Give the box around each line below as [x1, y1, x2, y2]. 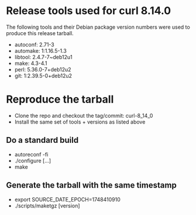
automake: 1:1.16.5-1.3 [14, 47, 67, 54]
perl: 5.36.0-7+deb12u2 [14, 66, 71, 73]
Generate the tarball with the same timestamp [6, 180, 177, 190]
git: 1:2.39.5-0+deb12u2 [14, 72, 72, 79]
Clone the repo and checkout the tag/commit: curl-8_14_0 [14, 112, 153, 119]
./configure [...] [14, 157, 51, 164]
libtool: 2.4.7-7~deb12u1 [14, 53, 73, 60]
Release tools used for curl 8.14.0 [6, 4, 171, 18]
